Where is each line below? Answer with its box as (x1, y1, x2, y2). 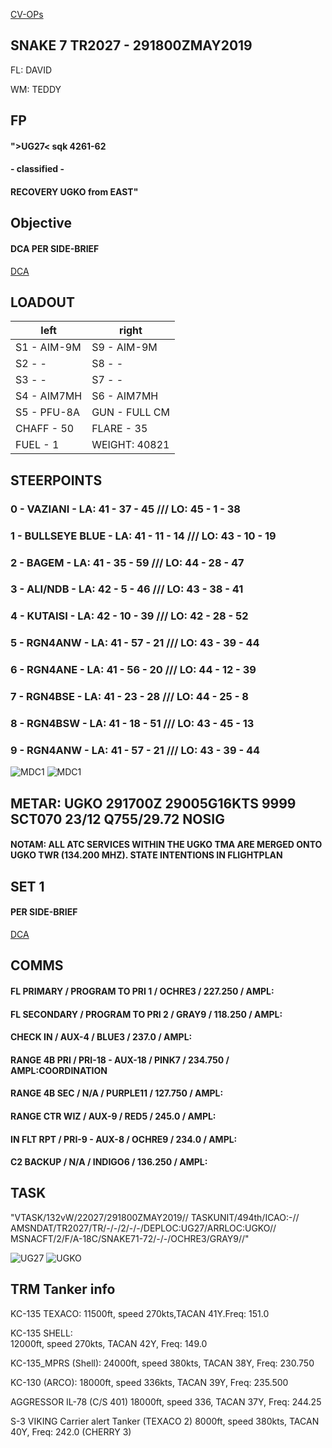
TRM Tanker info (10, 1281, 116, 1298)
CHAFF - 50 (15, 422, 75, 436)
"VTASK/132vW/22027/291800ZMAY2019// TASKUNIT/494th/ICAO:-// (10, 1211, 300, 1223)
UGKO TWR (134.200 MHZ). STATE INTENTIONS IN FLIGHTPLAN (10, 849, 283, 861)
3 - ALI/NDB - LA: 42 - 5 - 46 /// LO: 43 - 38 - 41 (10, 582, 244, 596)
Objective (10, 215, 73, 232)
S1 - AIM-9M (15, 340, 82, 354)
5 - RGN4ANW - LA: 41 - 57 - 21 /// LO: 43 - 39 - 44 (10, 636, 260, 650)
